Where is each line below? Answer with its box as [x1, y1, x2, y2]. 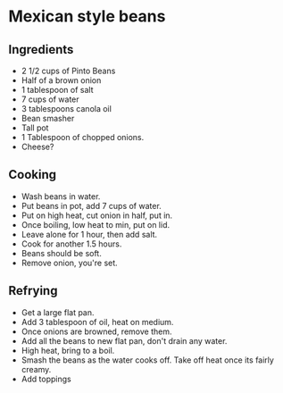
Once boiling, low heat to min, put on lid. [21, 219, 171, 230]
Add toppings [21, 373, 72, 384]
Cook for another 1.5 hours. [21, 238, 122, 249]
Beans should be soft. [21, 247, 102, 258]
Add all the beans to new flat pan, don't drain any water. [21, 335, 228, 346]
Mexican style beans [8, 6, 166, 27]
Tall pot [21, 122, 49, 133]
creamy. [21, 364, 52, 374]
